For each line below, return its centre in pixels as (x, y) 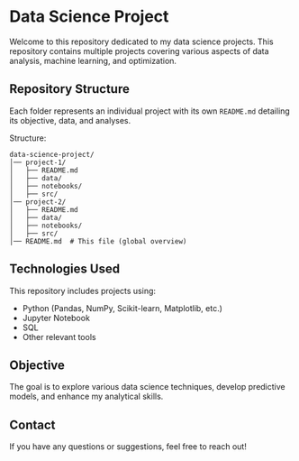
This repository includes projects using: (82, 290)
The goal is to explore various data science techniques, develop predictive (147, 387)
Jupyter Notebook (56, 318)
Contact (32, 424)
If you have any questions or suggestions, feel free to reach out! (128, 447)
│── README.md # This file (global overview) (98, 241)
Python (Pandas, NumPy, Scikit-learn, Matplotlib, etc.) (122, 308)
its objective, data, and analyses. (70, 120)
